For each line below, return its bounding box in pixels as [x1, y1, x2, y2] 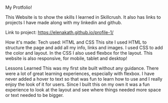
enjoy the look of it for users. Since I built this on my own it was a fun [5, 81, 150, 87]
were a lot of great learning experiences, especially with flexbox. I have [5, 71, 155, 77]
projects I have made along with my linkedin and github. [5, 20, 122, 25]
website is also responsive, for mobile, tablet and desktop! [5, 55, 127, 61]
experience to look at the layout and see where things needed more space [5, 87, 161, 93]
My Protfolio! [5, 5, 32, 10]
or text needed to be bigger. [5, 92, 64, 98]
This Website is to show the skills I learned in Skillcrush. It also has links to [5, 14, 161, 20]
